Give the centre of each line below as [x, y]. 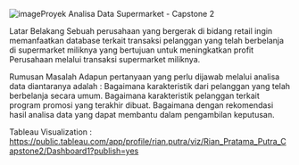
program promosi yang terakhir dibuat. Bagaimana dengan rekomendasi [141, 105]
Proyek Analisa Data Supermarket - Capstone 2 [128, 14]
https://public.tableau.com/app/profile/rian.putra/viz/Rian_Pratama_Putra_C [148, 141]
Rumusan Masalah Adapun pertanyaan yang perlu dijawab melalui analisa [145, 77]
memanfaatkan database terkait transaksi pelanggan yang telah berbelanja [146, 41]
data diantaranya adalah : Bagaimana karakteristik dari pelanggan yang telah [150, 86]
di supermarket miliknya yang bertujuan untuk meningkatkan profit [132, 50]
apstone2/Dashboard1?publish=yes [74, 151]
